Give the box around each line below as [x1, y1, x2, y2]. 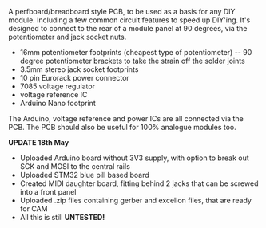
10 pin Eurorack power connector [19, 73, 129, 82]
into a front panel [19, 187, 77, 196]
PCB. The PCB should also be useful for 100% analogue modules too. [8, 123, 237, 132]
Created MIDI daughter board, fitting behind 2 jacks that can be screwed [19, 179, 259, 188]
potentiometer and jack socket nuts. [8, 32, 127, 41]
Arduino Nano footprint [19, 99, 96, 108]
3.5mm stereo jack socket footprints [19, 65, 139, 74]
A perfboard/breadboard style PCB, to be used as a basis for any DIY [8, 7, 236, 16]
